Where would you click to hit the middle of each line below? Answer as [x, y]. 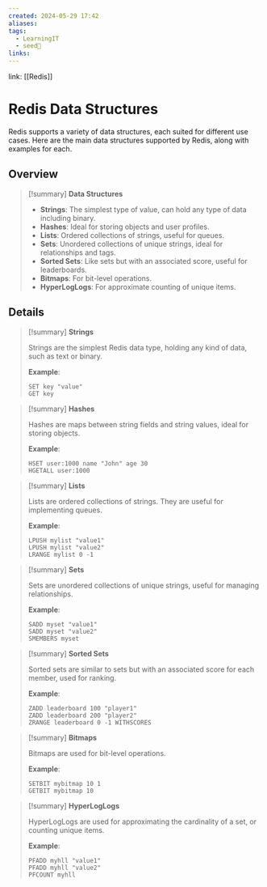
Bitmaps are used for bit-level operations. [97, 753]
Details [26, 312]
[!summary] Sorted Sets [68, 653]
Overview [33, 174]
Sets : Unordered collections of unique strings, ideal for [131, 244]
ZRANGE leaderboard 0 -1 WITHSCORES [90, 722]
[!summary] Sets [56, 569]
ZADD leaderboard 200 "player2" [82, 715]
